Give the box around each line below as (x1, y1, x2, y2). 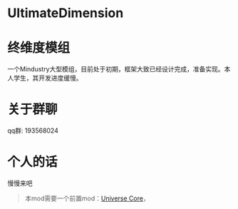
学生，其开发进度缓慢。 (13, 73, 83, 83)
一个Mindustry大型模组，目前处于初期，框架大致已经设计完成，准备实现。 (7, 65, 224, 73)
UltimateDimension (7, 5, 124, 21)
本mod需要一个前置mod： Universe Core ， (24, 194, 150, 203)
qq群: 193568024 (7, 126, 58, 135)
